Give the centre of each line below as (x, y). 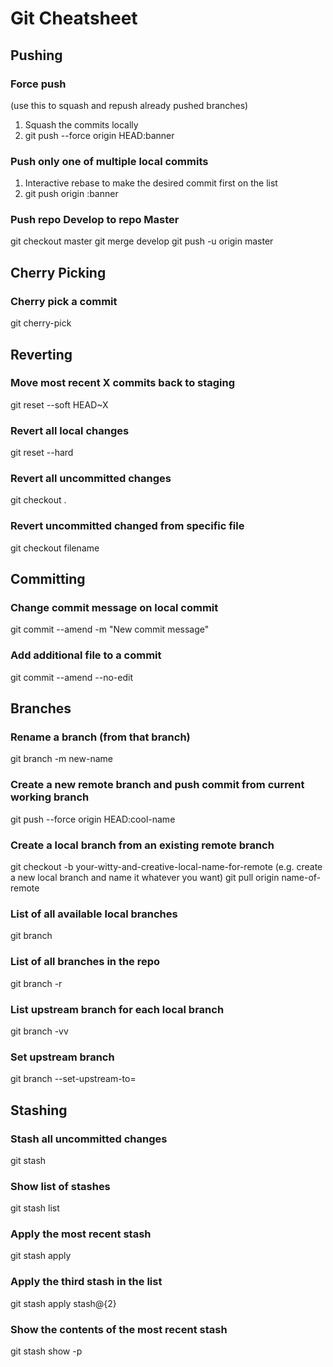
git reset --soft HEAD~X (59, 404)
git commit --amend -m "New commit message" (110, 629)
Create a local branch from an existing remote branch (142, 845)
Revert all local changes (70, 430)
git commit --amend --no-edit (71, 677)
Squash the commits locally (81, 124)
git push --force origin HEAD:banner (99, 135)
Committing (48, 579)
